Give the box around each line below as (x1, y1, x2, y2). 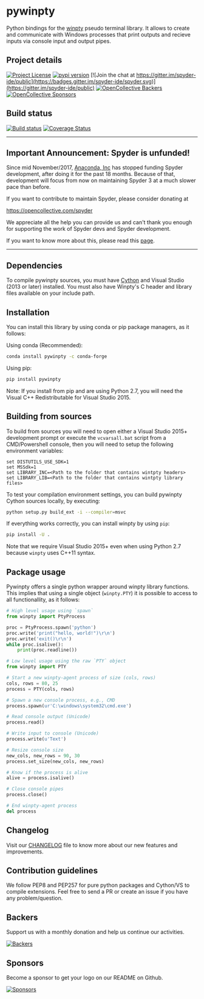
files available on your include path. (6, 289, 95, 297)
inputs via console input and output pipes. (6, 37, 111, 44)
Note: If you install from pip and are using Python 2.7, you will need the (6, 387, 183, 394)
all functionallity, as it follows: (6, 596, 80, 604)
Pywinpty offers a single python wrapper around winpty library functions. (6, 583, 189, 590)
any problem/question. (6, 894, 63, 902)
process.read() (6, 719, 45, 725)
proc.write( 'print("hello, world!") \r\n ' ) (6, 630, 115, 636)
